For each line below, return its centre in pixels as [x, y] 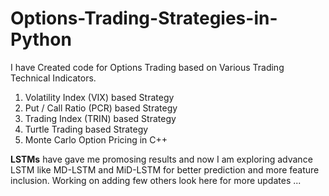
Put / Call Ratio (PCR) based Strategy [101, 108]
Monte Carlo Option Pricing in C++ [96, 139]
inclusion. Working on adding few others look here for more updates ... [156, 180]
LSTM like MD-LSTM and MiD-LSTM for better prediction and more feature [165, 169]
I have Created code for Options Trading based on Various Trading [147, 67]
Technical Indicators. [53, 78]
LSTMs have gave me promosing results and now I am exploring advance [161, 159]
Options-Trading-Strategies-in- [144, 18]
